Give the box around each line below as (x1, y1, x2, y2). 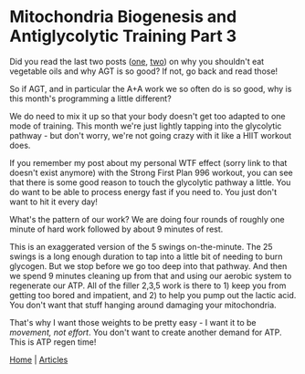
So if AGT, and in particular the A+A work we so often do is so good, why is (9, 83, 292, 94)
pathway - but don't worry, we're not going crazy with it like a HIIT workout (9, 130, 292, 140)
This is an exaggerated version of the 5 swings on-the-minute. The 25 (9, 241, 273, 252)
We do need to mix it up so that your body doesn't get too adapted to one (9, 110, 286, 121)
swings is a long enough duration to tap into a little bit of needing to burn (9, 251, 283, 262)
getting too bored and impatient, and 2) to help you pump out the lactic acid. (9, 289, 297, 300)
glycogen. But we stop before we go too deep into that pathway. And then (9, 260, 288, 271)
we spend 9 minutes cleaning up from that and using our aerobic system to (9, 270, 292, 281)
